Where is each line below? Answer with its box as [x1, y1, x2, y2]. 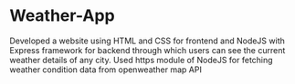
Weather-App [9, 5, 116, 26]
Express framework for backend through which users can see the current [9, 44, 286, 55]
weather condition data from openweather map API [9, 64, 203, 75]
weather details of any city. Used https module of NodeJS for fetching [9, 54, 273, 65]
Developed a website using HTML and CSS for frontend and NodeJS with [9, 35, 285, 46]
